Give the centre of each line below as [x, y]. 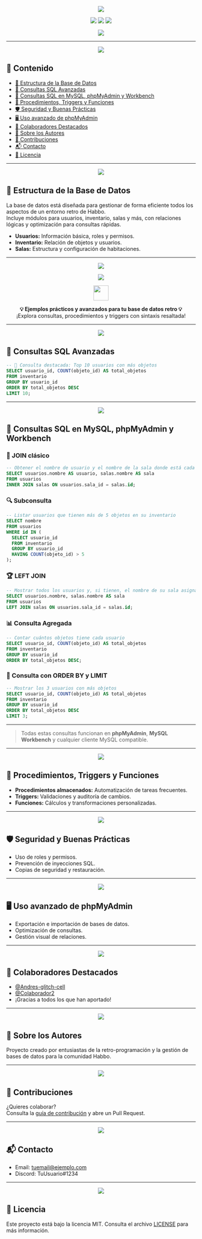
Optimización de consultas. [49, 930]
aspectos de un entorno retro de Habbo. [56, 211]
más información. [28, 1230]
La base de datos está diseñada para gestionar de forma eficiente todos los [100, 205]
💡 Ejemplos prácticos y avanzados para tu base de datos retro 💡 [101, 309]
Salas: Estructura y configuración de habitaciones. [78, 249]
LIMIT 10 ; [19, 393]
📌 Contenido [30, 68]
